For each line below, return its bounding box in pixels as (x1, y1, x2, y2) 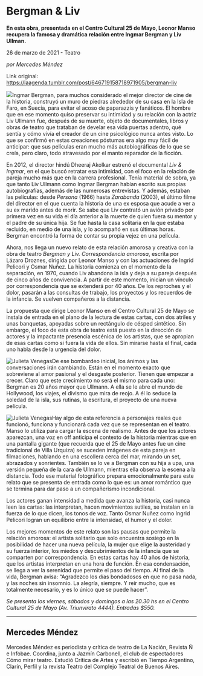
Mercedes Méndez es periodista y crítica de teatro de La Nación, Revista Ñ (6, 643, 193, 651)
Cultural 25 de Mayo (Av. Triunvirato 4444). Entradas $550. (6, 604, 155, 611)
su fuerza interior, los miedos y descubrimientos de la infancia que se (6, 547, 179, 554)
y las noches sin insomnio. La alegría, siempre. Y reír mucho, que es (6, 579, 176, 586)
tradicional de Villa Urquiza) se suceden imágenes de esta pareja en (6, 446, 176, 453)
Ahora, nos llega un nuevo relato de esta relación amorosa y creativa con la (6, 244, 194, 251)
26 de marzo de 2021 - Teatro (6, 49, 80, 56)
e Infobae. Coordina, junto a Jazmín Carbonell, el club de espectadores (6, 650, 184, 657)
